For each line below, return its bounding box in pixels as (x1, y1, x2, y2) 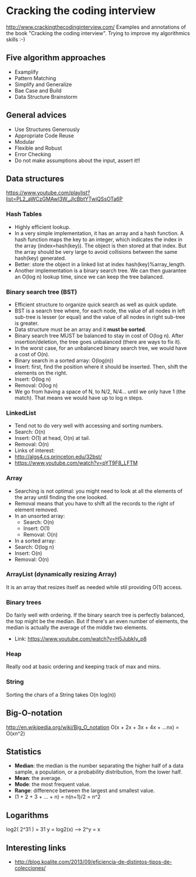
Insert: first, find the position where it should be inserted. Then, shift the (14, 363, 188, 370)
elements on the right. (14, 369, 68, 376)
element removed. (14, 506, 58, 513)
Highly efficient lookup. (14, 223, 71, 231)
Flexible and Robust (14, 145, 62, 152)
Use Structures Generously (14, 126, 80, 133)
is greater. (14, 319, 39, 326)
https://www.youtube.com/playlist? (6, 189, 90, 197)
